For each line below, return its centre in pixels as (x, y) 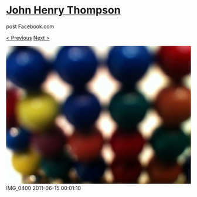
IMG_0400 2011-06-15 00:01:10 (43, 188)
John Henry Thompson (64, 10)
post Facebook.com (30, 26)
